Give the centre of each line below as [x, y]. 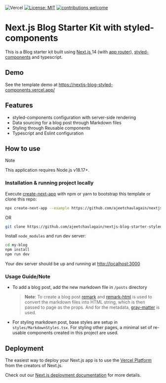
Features [19, 106]
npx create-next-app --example [37, 208]
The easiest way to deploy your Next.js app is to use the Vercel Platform [79, 360]
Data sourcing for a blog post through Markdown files [67, 122]
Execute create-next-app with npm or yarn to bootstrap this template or [78, 193]
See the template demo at [31, 85]
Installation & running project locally [49, 183]
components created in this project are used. [73, 333]
